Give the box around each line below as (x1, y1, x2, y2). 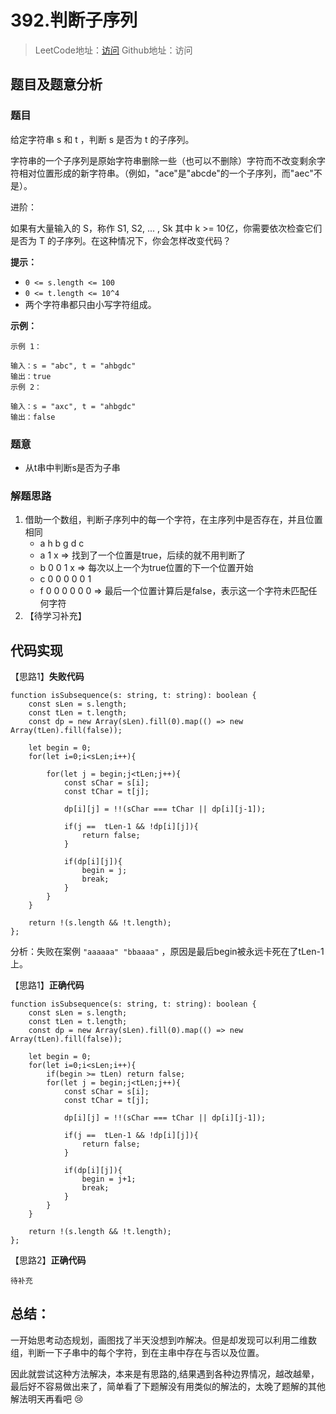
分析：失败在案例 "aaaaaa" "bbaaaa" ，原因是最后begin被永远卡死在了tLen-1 (10, 946, 325, 958)
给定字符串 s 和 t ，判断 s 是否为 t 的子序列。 (10, 133, 195, 145)
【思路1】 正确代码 (10, 979, 85, 991)
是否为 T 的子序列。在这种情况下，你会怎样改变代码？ (10, 234, 232, 246)
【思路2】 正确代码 (10, 1254, 87, 1266)
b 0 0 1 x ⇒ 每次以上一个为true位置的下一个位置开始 (39, 562, 254, 574)
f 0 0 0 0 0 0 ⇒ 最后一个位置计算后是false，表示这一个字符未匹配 (39, 585, 309, 597)
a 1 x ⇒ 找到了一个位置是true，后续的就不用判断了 (39, 549, 247, 561)
